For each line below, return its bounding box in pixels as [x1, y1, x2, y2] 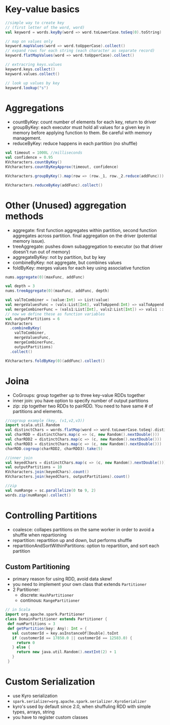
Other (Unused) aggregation [5, 200, 126, 211]
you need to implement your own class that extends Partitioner [12, 581, 147, 587]
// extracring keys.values [5, 62, 62, 67]
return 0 [16, 640, 35, 645]
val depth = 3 [5, 284, 35, 289]
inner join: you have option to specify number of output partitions [12, 397, 149, 403]
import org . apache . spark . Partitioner [5, 612, 85, 617]
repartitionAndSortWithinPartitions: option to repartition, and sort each [12, 542, 159, 549]
